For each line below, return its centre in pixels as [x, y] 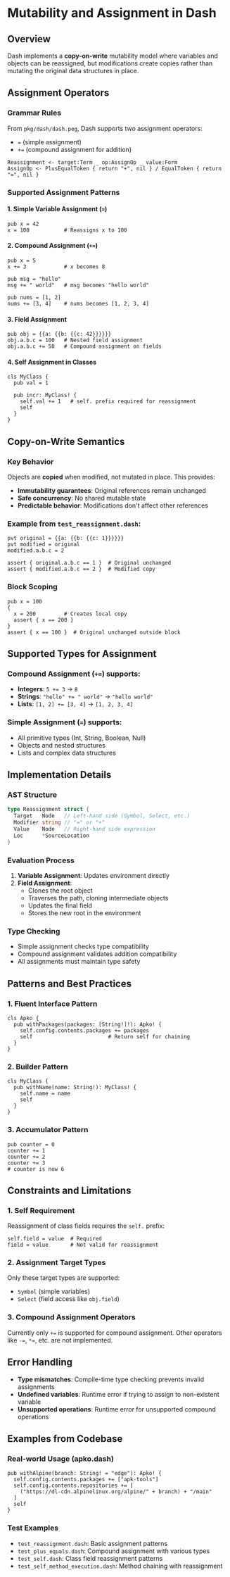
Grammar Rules [34, 113]
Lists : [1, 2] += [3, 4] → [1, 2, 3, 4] [75, 704]
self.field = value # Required [55, 1239]
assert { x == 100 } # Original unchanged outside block [94, 632]
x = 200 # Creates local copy [71, 614]
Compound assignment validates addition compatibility [97, 954]
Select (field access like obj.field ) [68, 1299]
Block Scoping [32, 587]
